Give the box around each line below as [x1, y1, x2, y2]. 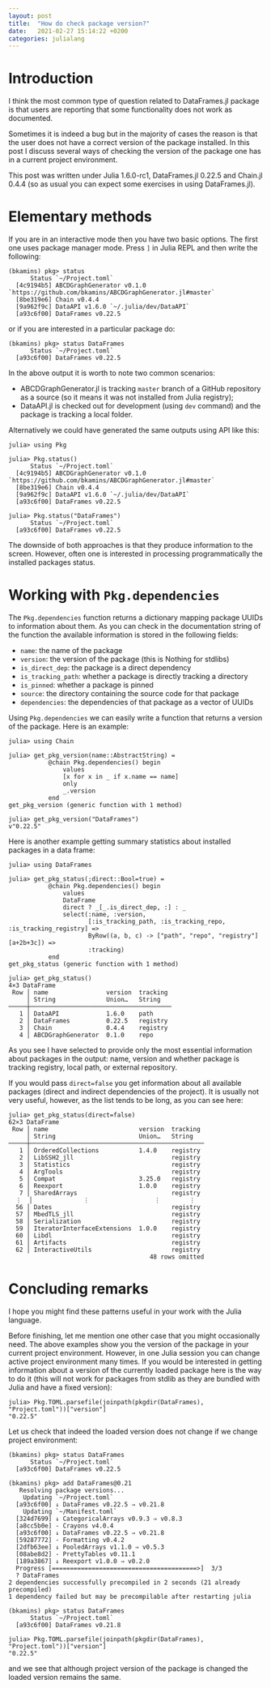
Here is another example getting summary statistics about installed [8, 836, 231, 847]
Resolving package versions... [19, 1486, 125, 1494]
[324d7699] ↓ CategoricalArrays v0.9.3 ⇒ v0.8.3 [15, 1515, 183, 1523]
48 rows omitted [149, 1253, 205, 1261]
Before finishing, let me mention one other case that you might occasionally [8, 1331, 260, 1340]
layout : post [8, 11, 53, 20]
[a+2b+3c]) [8, 939, 45, 947]
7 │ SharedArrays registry [19, 1189, 201, 1198]
